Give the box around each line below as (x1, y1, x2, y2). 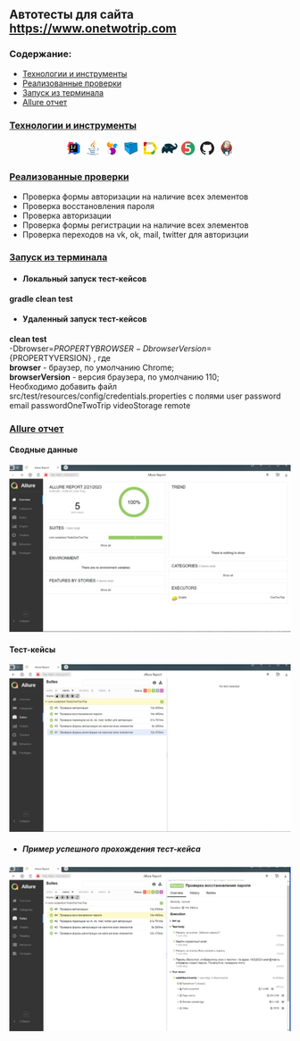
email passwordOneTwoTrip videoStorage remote (9, 399, 191, 410)
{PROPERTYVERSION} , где (9, 352, 112, 363)
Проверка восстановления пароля (21, 200, 154, 211)
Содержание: (9, 48, 72, 61)
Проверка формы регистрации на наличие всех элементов (21, 219, 249, 231)
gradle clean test (9, 293, 73, 304)
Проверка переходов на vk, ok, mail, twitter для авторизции (21, 229, 249, 239)
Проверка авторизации (21, 210, 112, 221)
